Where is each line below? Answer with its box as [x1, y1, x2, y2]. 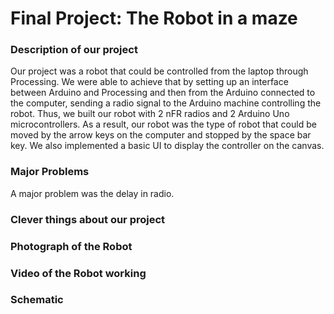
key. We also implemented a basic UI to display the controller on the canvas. [10, 140, 325, 152]
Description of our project [10, 43, 138, 57]
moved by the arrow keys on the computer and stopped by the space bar [10, 129, 312, 141]
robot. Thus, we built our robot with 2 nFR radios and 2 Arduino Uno [10, 108, 290, 120]
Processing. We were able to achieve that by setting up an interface [10, 76, 289, 88]
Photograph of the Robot [10, 239, 133, 253]
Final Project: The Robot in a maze [10, 7, 298, 30]
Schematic [10, 293, 64, 307]
